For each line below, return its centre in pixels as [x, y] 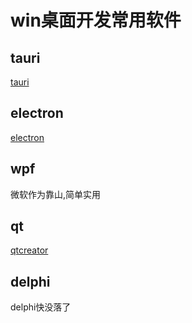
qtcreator [29, 250]
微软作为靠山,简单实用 [56, 194]
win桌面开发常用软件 [96, 20]
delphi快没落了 [41, 307]
